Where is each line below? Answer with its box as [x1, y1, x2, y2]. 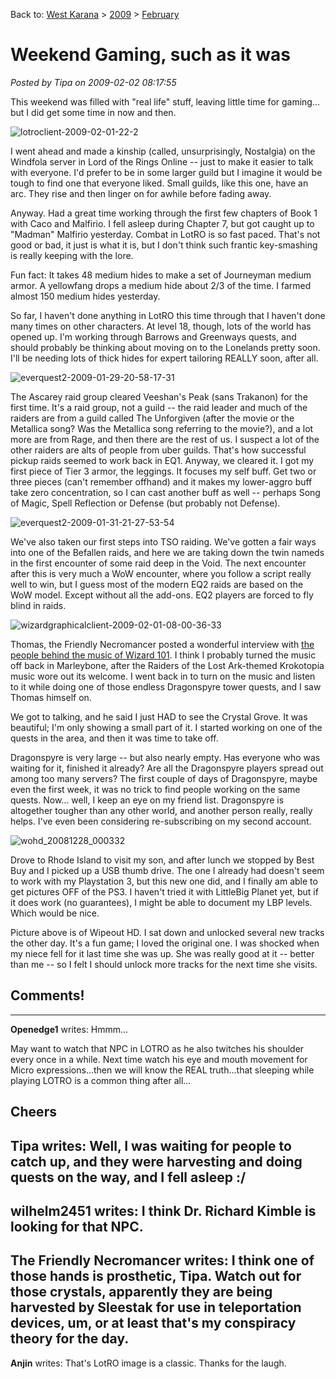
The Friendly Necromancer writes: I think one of [10, 1252, 315, 1269]
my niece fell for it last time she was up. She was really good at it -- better [10, 947, 315, 959]
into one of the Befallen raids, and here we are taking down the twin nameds [10, 546, 325, 558]
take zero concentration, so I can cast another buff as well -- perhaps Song [10, 486, 321, 498]
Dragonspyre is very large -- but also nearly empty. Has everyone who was [10, 751, 321, 763]
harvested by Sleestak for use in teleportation [10, 1299, 302, 1316]
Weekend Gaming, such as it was [10, 44, 292, 66]
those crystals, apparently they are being [10, 1284, 273, 1301]
